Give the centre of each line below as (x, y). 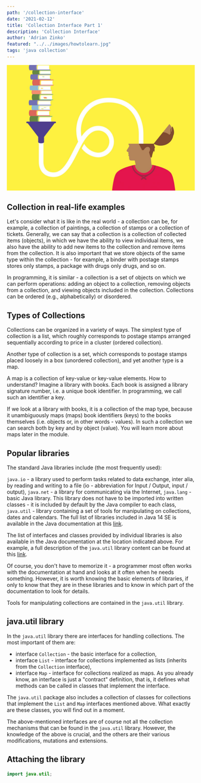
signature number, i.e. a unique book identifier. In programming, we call (94, 391)
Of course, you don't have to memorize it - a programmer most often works (99, 565)
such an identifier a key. (36, 397)
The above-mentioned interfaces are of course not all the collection (90, 721)
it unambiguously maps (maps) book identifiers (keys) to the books (89, 415)
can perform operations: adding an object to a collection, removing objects (99, 284)
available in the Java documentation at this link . (65, 524)
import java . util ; (30, 774)
